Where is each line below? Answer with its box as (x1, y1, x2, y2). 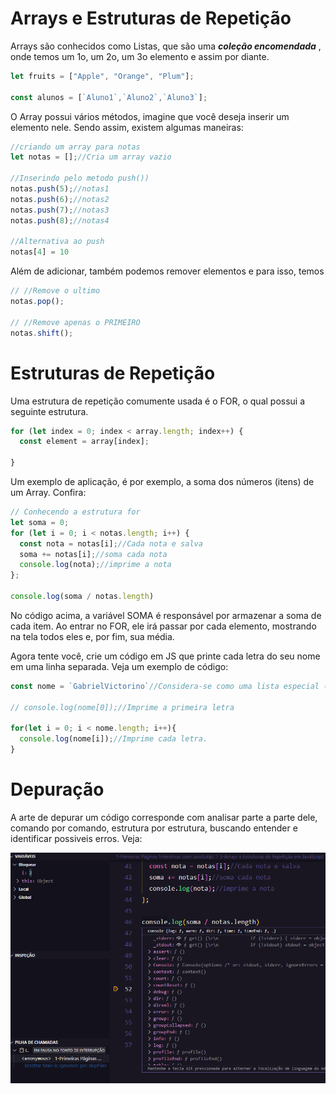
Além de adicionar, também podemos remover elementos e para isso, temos (10, 265, 325, 277)
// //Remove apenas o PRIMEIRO (10, 317, 141, 327)
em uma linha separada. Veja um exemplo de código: (10, 660, 229, 672)
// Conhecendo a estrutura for (10, 507, 141, 517)
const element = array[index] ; (19, 437, 150, 447)
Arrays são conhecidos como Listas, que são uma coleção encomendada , (10, 40, 322, 52)
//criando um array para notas (10, 142, 141, 152)
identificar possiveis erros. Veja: (10, 832, 143, 844)
